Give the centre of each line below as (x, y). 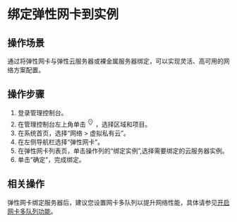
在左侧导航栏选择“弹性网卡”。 (61, 141)
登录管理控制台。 (42, 112)
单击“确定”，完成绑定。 (51, 159)
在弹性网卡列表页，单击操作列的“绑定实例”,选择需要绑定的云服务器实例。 (123, 151)
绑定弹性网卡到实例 (63, 14)
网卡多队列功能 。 (32, 211)
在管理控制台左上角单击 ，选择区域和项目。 (84, 124)
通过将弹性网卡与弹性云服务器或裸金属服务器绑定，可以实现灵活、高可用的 (115, 61)
